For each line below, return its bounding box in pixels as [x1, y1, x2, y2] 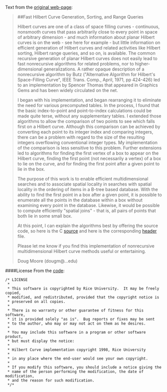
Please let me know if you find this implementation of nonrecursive [17, 243, 155, 249]
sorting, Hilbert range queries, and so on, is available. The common [17, 50, 156, 56]
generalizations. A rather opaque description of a [43, 66, 145, 72]
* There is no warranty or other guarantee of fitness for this [7, 308, 144, 313]
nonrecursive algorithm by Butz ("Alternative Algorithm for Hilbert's [17, 71, 156, 77]
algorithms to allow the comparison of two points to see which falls [17, 118, 156, 124]
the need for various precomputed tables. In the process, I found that [17, 102, 160, 108]
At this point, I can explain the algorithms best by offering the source [17, 222, 159, 228]
